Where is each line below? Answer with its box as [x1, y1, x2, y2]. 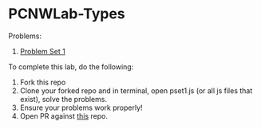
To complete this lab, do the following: [8, 61, 134, 72]
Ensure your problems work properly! [19, 103, 143, 112]
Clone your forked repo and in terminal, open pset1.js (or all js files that [19, 85, 253, 96]
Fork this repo [19, 77, 66, 87]
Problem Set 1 [19, 46, 65, 56]
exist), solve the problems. [19, 94, 108, 104]
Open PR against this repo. [19, 111, 108, 120]
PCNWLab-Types [8, 5, 125, 23]
